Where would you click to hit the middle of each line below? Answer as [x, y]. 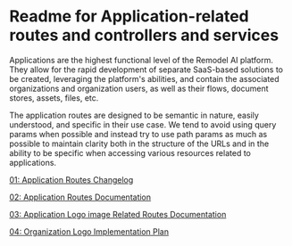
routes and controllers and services [144, 35]
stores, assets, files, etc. [54, 98]
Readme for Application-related [129, 16]
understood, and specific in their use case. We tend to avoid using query [143, 124]
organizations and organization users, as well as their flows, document [139, 88]
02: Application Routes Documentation [80, 197]
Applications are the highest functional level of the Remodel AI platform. [142, 60]
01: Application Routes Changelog [71, 179]
